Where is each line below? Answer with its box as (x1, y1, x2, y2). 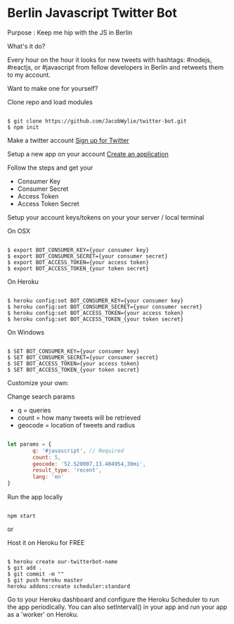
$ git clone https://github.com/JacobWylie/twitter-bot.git (7, 118, 188, 125)
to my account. (7, 70, 51, 79)
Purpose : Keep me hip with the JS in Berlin (7, 28, 133, 37)
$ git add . (7, 565, 42, 572)
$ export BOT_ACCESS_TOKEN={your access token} (7, 258, 150, 266)
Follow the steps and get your (7, 163, 93, 172)
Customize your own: (7, 378, 69, 387)
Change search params (7, 392, 75, 401)
